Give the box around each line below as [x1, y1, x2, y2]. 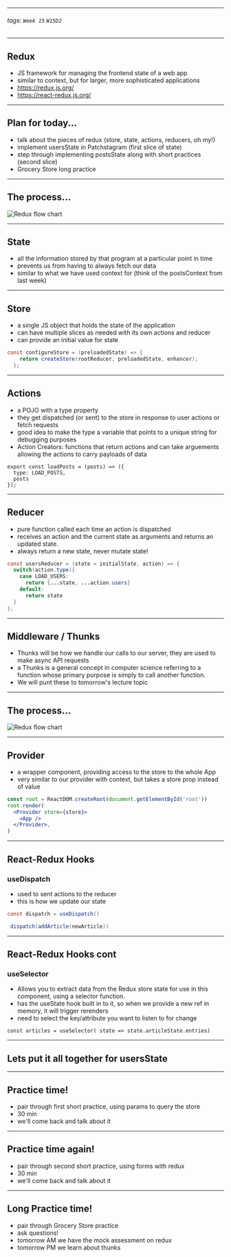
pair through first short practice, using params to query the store [16, 1102, 201, 1111]
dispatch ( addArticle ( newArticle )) [10, 922, 109, 930]
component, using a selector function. [16, 992, 125, 1000]
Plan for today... [7, 117, 78, 129]
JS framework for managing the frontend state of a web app [16, 69, 188, 77]
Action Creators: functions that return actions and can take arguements [16, 442, 219, 451]
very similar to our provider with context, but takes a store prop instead [16, 775, 219, 783]
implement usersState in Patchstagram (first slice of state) [16, 143, 182, 151]
